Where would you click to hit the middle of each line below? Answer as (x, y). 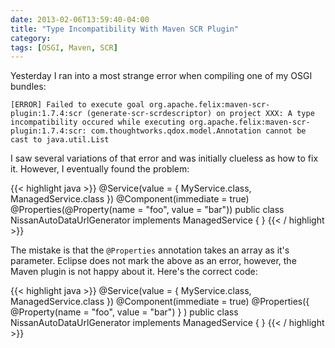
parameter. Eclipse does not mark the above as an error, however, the (153, 261)
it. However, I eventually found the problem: (100, 169)
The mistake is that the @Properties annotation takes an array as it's (150, 250)
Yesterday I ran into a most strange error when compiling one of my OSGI (161, 76)
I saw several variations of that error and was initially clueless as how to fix (164, 158)
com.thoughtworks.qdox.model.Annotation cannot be (198, 131)
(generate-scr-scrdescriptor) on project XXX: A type (200, 114)
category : (31, 38)
